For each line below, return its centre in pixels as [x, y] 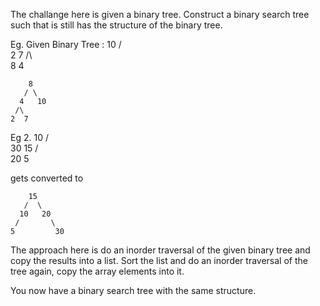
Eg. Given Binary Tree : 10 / [66, 44]
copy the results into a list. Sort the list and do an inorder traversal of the [159, 260]
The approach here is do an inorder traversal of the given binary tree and [160, 250]
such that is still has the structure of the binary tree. [116, 25]
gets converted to [47, 178]
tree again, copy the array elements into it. [97, 271]
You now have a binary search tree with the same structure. [133, 290]
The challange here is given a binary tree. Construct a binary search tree [160, 14]
